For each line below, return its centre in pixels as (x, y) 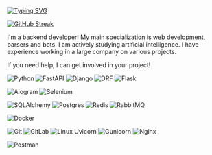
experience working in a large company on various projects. (92, 52)
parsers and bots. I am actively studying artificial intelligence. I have (103, 44)
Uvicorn (86, 131)
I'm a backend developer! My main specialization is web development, (106, 37)
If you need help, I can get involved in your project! (79, 65)
